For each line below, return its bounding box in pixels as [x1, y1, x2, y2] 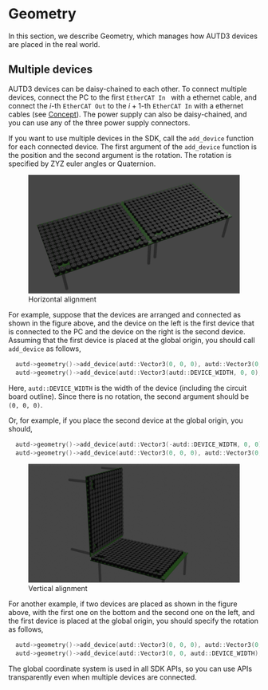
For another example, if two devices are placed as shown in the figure [8, 599, 238, 609]
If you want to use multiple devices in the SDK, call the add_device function [8, 133, 254, 143]
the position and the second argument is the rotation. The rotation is [8, 150, 232, 160]
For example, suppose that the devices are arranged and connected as [8, 310, 242, 320]
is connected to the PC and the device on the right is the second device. [8, 327, 246, 337]
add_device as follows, [8, 344, 81, 353]
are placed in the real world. [8, 39, 100, 49]
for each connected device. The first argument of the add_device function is [8, 141, 258, 152]
